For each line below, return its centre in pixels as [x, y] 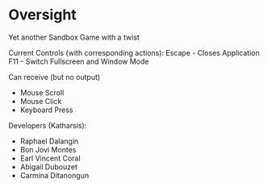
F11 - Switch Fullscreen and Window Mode [79, 61]
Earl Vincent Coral [50, 158]
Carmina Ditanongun [54, 175]
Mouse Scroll [42, 92]
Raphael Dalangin [49, 141]
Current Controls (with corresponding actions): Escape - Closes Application [134, 52]
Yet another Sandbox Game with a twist [74, 37]
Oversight [42, 15]
